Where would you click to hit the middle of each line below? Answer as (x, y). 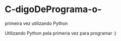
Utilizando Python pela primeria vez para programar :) (60, 33)
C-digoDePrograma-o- (53, 9)
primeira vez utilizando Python (36, 23)
